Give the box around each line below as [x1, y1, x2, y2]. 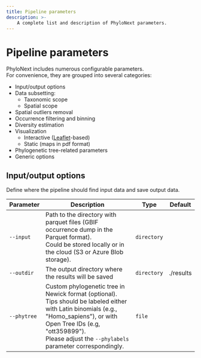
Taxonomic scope [23, 96, 68, 103]
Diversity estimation [14, 121, 65, 128]
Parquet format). [45, 233, 92, 241]
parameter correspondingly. [45, 342, 124, 350]
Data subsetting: [14, 90, 56, 97]
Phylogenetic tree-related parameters [14, 147, 108, 154]
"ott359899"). [45, 327, 86, 335]
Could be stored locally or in [45, 240, 124, 249]
